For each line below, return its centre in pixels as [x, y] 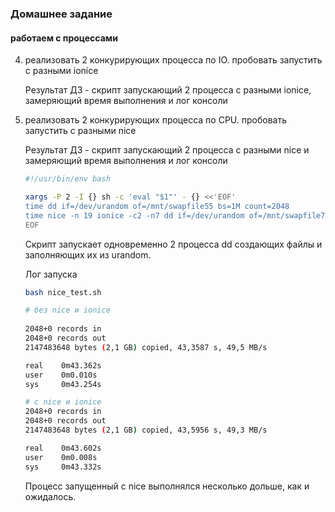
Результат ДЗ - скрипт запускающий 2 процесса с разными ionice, [168, 90]
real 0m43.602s [63, 448]
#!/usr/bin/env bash [67, 179]
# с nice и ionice [63, 402]
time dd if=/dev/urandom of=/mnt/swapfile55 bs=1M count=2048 [157, 206]
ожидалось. [50, 496]
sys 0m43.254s [63, 384]
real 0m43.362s [63, 365]
